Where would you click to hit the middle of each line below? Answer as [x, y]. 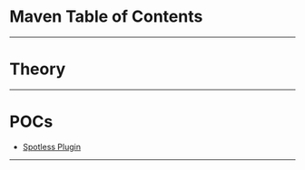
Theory [38, 69]
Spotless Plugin [52, 146]
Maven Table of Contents [106, 17]
